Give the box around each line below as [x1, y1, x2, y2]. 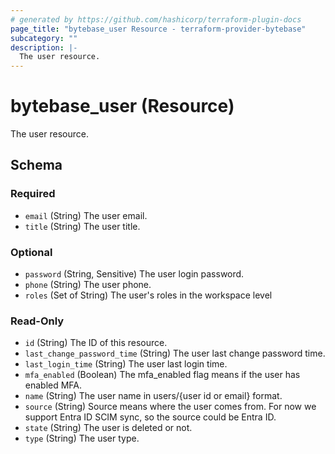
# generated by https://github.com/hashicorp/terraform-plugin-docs [10, 14, 302, 25]
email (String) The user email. [24, 209, 148, 221]
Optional [10, 245, 53, 259]
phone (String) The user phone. [24, 279, 152, 291]
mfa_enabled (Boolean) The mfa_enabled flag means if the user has [24, 369, 301, 381]
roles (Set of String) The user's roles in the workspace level [24, 289, 273, 301]
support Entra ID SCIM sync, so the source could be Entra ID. [24, 411, 277, 423]
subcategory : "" [10, 33, 78, 43]
